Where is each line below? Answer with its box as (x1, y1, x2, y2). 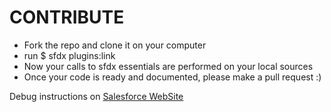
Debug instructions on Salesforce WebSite (9, 90, 184, 102)
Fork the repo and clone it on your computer (23, 39, 207, 51)
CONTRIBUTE (9, 6, 125, 29)
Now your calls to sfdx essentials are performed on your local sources (23, 60, 314, 72)
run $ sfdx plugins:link (23, 49, 116, 61)
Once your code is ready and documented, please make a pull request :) (23, 71, 322, 83)
